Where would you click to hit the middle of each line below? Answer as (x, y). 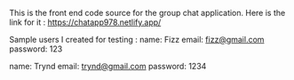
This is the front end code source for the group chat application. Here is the (147, 13)
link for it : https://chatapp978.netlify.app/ (85, 22)
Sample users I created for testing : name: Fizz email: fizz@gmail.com (137, 40)
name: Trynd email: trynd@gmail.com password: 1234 (108, 66)
